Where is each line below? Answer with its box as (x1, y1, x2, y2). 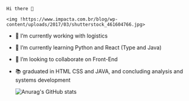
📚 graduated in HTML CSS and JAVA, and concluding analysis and (15, 68, 184, 75)
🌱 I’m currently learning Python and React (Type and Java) (15, 44, 162, 51)
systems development (15, 76, 71, 83)
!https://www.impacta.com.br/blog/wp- (19, 16, 119, 22)
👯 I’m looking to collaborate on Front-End (15, 56, 118, 63)
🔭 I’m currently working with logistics (15, 32, 108, 39)
